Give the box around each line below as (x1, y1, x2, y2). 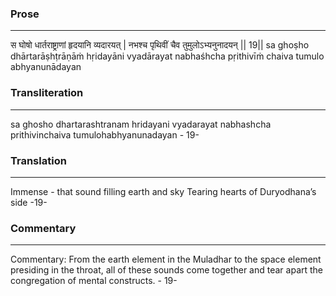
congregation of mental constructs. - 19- (10, 275, 178, 287)
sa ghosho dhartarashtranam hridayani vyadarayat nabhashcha (10, 118, 272, 130)
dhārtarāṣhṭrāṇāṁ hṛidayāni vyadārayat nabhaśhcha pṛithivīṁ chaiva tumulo (10, 50, 325, 62)
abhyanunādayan (10, 61, 82, 73)
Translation (10, 153, 67, 167)
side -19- (10, 196, 48, 208)
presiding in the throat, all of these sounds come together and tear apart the (10, 264, 324, 276)
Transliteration (10, 86, 84, 100)
